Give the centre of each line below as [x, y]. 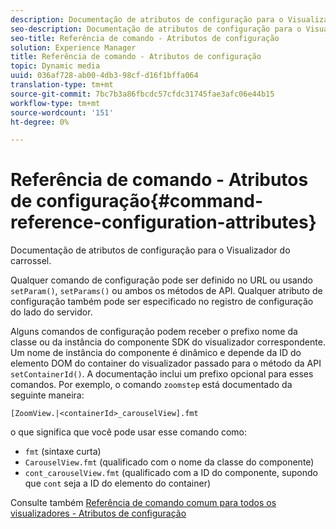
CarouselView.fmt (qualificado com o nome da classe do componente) [169, 462]
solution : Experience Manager [73, 47]
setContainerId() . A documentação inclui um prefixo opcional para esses [162, 374]
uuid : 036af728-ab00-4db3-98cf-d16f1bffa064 [104, 76]
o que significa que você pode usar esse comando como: [129, 432]
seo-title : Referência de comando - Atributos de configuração [145, 38]
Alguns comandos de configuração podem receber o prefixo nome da [154, 332]
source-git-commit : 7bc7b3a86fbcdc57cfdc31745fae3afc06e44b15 [142, 94]
